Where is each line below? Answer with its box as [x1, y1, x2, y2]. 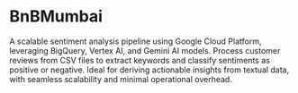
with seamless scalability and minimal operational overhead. [9, 73, 232, 84]
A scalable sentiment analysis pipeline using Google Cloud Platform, [9, 36, 262, 46]
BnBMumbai [9, 6, 104, 27]
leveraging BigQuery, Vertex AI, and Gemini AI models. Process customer [9, 45, 281, 55]
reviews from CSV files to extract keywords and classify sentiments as [9, 55, 270, 65]
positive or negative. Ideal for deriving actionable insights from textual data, [9, 64, 290, 75]
